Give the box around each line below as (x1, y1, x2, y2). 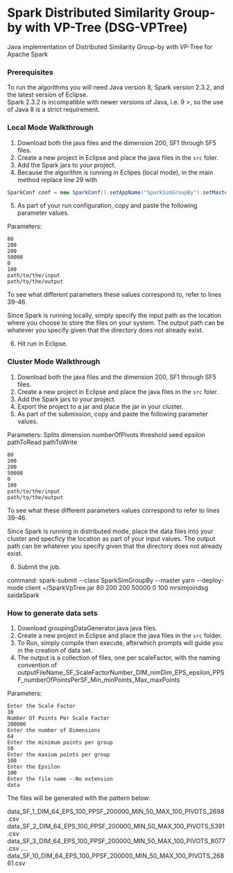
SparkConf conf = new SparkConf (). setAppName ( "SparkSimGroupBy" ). (7, 189, 203, 196)
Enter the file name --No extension (7, 776, 113, 783)
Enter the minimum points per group (7, 739, 113, 746)
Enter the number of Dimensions (7, 727, 101, 734)
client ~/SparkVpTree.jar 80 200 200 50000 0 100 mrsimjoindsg (25, 583, 209, 591)
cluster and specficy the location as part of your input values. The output (7, 534, 216, 543)
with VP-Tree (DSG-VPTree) (24, 19, 189, 35)
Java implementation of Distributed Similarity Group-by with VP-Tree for (7, 42, 213, 51)
